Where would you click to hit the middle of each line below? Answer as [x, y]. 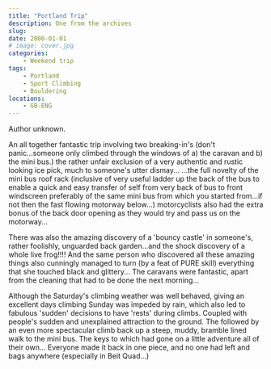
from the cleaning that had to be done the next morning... [104, 280]
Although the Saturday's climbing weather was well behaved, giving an [127, 296]
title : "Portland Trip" [49, 16]
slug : [17, 31]
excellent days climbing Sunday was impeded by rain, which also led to [127, 304]
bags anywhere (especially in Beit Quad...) [79, 356]
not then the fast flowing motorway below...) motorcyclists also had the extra [136, 205]
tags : [17, 69]
